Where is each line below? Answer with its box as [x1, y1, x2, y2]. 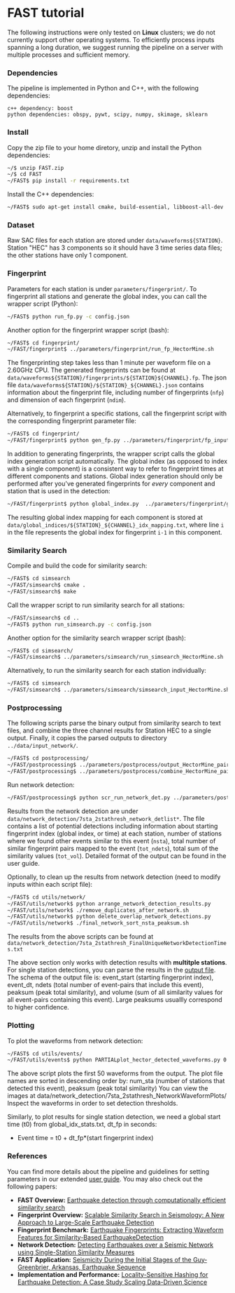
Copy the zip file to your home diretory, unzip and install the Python [7, 143, 201, 152]
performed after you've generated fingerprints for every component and [7, 479, 215, 488]
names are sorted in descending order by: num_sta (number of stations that [7, 1077, 225, 1085]
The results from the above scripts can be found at [7, 932, 154, 941]
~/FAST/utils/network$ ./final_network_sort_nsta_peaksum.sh [7, 920, 190, 927]
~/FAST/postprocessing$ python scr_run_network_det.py [7, 794, 171, 801]
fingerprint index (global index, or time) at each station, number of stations [7, 829, 222, 838]
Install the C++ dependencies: [7, 190, 94, 199]
